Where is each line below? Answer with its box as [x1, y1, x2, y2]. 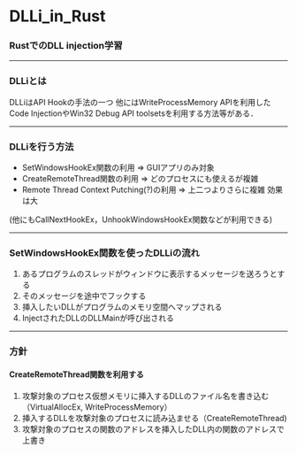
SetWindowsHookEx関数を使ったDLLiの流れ [9, 247, 201, 258]
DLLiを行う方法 [9, 140, 74, 152]
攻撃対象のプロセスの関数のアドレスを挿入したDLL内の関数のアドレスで [21, 423, 285, 435]
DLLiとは [9, 75, 47, 88]
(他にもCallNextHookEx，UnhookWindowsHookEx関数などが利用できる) [9, 214, 273, 225]
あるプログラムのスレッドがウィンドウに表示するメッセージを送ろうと [21, 268, 278, 280]
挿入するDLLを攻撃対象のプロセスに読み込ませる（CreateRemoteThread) [21, 412, 287, 423]
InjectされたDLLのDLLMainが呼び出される [21, 312, 174, 324]
